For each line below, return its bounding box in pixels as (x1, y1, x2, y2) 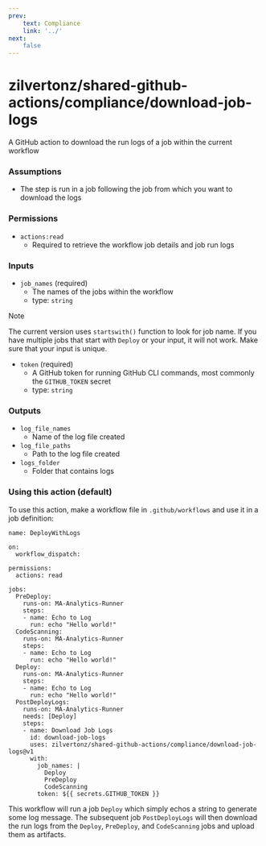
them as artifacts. (8, 829, 67, 839)
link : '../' (23, 27, 63, 35)
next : (8, 34, 27, 43)
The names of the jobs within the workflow (31, 287, 174, 297)
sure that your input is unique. (8, 343, 108, 353)
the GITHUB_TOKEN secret (31, 376, 111, 386)
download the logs (19, 193, 82, 202)
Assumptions (8, 166, 62, 177)
